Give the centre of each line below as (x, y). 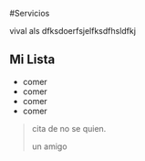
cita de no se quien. (69, 128)
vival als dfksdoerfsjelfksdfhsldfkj (73, 31)
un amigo (49, 146)
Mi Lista (32, 60)
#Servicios (30, 13)
